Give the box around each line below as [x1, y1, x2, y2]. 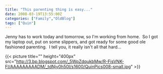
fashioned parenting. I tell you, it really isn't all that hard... [5, 44, 122, 50]
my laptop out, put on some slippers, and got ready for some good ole [5, 39, 146, 45]
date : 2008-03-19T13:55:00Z [5, 12, 62, 16]
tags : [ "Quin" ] [5, 20, 36, 26]
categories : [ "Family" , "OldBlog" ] [5, 16, 76, 21]
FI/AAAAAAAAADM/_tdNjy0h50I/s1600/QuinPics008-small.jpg [5, 64, 131, 70]
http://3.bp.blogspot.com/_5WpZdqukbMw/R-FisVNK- [16, 59, 124, 64]
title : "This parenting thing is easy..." [5, 7, 93, 12]
